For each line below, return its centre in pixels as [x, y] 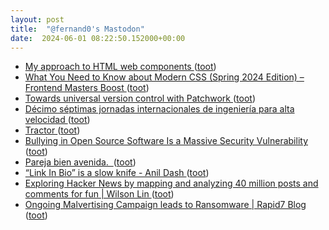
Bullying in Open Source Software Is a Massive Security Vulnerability [166, 141]
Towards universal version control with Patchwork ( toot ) [140, 98]
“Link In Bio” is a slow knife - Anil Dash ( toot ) [117, 173]
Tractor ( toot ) [52, 130]
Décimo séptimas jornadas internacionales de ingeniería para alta [159, 109]
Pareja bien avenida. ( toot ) [80, 162]
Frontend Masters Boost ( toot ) [87, 88]
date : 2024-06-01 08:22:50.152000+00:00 [98, 38]
